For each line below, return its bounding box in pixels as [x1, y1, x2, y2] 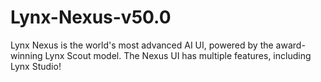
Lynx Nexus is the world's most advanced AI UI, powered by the [10, 39, 274, 51]
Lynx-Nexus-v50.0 [10, 6, 172, 29]
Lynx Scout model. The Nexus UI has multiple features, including [44, 49, 312, 61]
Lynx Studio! [10, 60, 62, 72]
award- [275, 39, 306, 51]
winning [10, 49, 43, 61]
